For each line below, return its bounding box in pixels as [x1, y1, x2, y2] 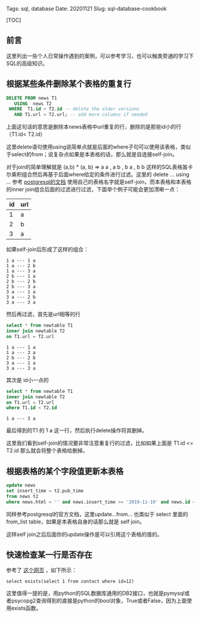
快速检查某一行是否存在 [6, 550, 92, 560]
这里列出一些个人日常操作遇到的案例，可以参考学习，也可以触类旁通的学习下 [6, 52, 194, 59]
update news [6, 482, 36, 488]
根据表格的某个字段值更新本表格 [6, 466, 124, 476]
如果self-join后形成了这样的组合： [6, 246, 89, 253]
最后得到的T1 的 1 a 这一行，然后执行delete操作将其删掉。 [6, 427, 148, 434]
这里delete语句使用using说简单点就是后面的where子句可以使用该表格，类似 [6, 143, 191, 151]
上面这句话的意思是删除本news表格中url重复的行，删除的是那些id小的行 [6, 123, 182, 131]
